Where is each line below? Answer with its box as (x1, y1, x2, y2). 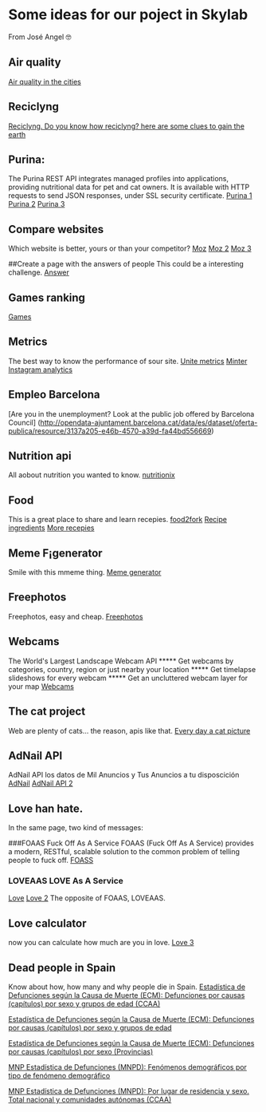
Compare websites (8, 222, 104, 236)
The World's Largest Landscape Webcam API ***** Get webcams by (8, 656, 234, 666)
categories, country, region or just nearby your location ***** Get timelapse (8, 664, 256, 674)
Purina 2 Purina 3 (8, 200, 65, 209)
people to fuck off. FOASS (8, 856, 94, 865)
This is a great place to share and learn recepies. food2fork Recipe (8, 515, 227, 524)
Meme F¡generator (8, 546, 103, 560)
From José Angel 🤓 (8, 32, 72, 42)
